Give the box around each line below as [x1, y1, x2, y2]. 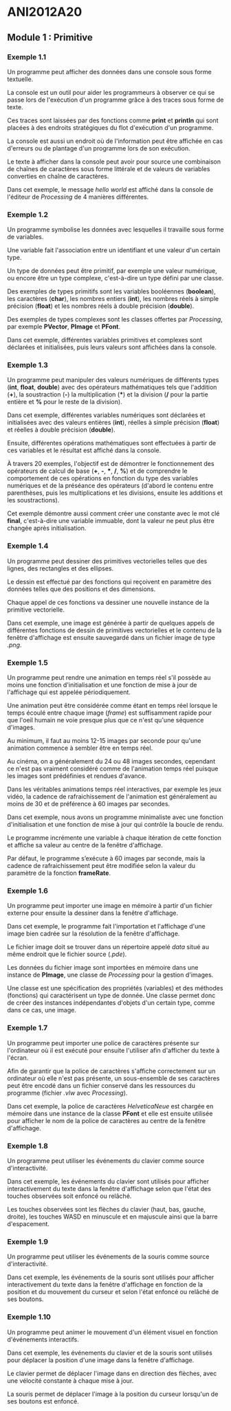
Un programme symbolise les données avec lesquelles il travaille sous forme [7, 225, 224, 234]
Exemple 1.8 [7, 1141, 48, 1151]
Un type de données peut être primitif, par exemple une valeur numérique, [7, 267, 218, 275]
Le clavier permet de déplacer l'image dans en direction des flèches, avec [7, 1369, 217, 1377]
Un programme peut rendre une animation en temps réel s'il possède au [7, 674, 211, 682]
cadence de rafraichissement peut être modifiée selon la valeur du [7, 862, 196, 870]
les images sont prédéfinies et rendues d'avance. [7, 772, 147, 780]
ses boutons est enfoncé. [7, 1397, 79, 1406]
